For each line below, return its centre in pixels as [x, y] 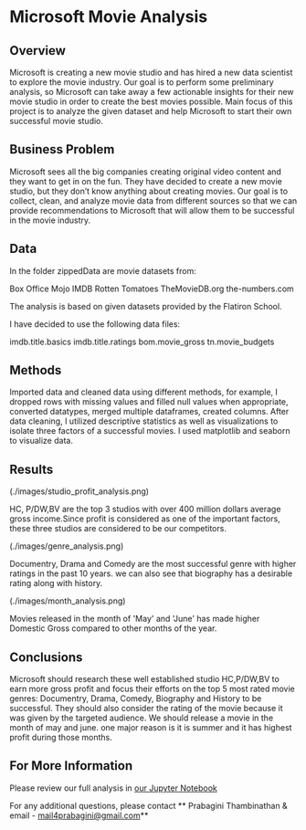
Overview [38, 51]
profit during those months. [61, 738]
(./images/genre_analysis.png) [67, 546]
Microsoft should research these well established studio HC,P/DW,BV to [145, 679]
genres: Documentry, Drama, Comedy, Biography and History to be [136, 699]
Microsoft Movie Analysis [109, 17]
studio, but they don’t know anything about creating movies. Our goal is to [149, 191]
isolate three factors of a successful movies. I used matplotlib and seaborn [150, 431]
